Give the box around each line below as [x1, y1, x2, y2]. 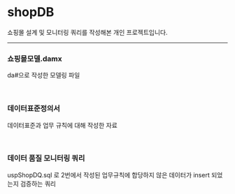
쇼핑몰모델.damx [7, 54, 62, 64]
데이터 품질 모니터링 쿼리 [7, 154, 85, 163]
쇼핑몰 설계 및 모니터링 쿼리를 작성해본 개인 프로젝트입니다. [7, 28, 168, 36]
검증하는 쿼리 [20, 179, 56, 188]
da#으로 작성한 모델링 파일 [7, 71, 80, 80]
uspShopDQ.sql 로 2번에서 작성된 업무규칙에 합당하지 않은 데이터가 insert [7, 170, 210, 179]
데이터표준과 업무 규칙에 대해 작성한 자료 [7, 121, 117, 129]
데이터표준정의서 [7, 104, 61, 114]
